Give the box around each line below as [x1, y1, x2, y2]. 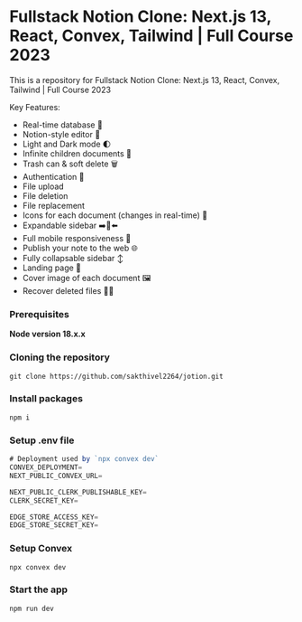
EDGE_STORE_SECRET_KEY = [9, 521, 99, 530]
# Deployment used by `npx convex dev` [9, 455, 160, 464]
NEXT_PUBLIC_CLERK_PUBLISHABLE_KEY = [9, 487, 147, 496]
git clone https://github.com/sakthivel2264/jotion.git [9, 372, 224, 381]
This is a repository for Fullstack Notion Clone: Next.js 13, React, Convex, [9, 74, 280, 85]
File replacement [22, 200, 86, 211]
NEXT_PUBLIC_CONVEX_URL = [9, 471, 103, 480]
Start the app [9, 583, 69, 596]
